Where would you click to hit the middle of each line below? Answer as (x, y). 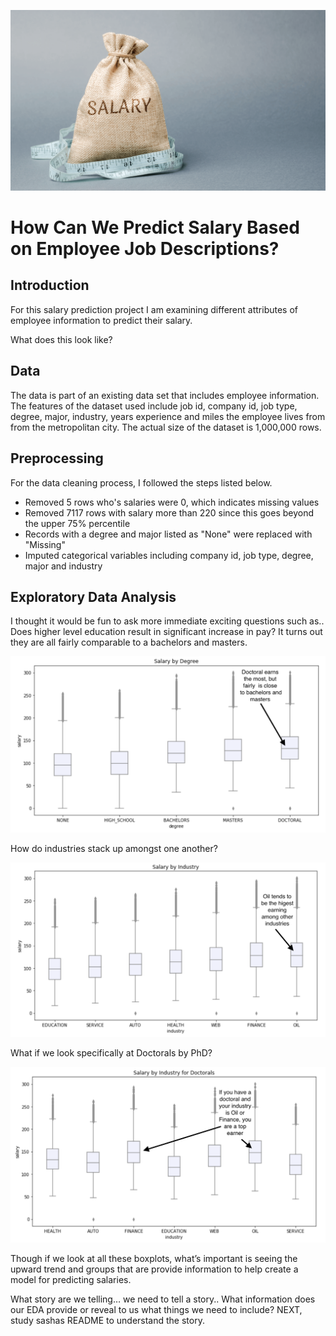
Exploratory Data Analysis (93, 596)
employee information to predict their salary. (101, 320)
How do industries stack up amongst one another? (114, 849)
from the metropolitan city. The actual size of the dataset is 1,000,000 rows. (166, 427)
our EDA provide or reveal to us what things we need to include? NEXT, (156, 1310)
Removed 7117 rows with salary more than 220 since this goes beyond (169, 512)
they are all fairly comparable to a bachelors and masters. (129, 642)
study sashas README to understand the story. (107, 1321)
